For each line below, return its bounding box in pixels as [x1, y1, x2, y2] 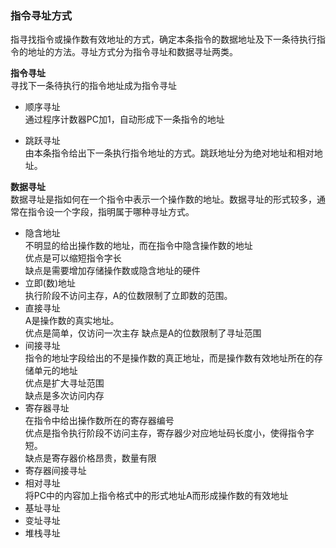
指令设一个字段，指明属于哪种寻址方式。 [27, 206, 195, 218]
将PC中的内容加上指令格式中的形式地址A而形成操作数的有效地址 [24, 490, 289, 502]
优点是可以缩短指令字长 [24, 252, 122, 264]
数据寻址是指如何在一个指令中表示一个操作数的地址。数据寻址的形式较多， [10, 193, 317, 206]
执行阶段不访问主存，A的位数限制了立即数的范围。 [24, 290, 233, 302]
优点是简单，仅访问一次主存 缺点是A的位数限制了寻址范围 [24, 327, 262, 339]
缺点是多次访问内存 [24, 390, 105, 402]
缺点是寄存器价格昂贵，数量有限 [24, 452, 157, 464]
